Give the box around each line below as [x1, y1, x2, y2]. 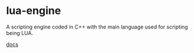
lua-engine [6, 4, 61, 17]
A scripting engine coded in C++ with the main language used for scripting [6, 23, 188, 30]
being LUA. [6, 29, 34, 36]
